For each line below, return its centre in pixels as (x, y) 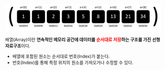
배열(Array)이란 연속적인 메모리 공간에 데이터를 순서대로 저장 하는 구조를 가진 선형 (83, 40)
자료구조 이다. (18, 46)
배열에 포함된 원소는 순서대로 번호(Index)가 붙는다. (61, 57)
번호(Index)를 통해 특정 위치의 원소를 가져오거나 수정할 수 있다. (73, 63)
